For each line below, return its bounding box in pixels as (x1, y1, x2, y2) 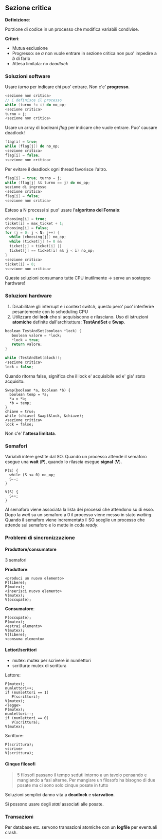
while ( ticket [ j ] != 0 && (9, 239, 62, 244)
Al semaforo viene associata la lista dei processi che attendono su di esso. (5, 506, 155, 513)
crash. (5, 829, 18, 835)
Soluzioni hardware (5, 292, 52, 299)
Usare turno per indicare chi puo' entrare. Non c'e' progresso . (5, 84, 130, 90)
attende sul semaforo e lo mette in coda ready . (5, 522, 99, 528)
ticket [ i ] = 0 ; (5, 261, 36, 267)
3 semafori (5, 557, 27, 563)
